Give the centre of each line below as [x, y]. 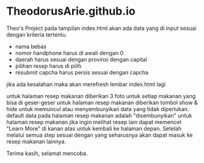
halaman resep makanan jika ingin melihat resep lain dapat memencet [94, 122]
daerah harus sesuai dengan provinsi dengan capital [81, 59]
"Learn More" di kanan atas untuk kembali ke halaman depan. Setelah [94, 128]
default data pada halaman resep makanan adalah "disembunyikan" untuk [99, 115]
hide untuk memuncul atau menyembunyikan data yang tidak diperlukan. [98, 109]
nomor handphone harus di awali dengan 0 [69, 53]
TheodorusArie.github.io [71, 11]
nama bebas [31, 46]
